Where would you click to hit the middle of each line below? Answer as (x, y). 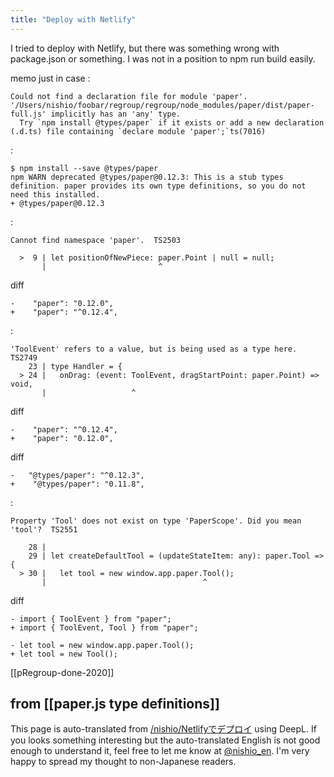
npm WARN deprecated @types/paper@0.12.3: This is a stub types (147, 177)
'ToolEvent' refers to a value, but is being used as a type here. (154, 349)
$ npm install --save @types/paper (84, 168)
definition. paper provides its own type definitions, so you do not (158, 186)
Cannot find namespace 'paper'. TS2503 (96, 240)
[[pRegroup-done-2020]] (62, 672)
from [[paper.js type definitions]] (115, 704)
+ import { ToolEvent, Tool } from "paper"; (104, 627)
